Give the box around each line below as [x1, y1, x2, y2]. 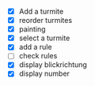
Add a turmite [18, 7, 64, 16]
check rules [18, 51, 58, 61]
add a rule [18, 43, 52, 52]
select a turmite [18, 33, 70, 43]
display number [18, 69, 70, 78]
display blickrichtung [18, 60, 88, 69]
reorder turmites [18, 16, 73, 25]
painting [18, 24, 46, 34]
